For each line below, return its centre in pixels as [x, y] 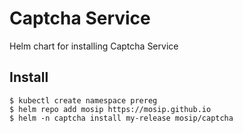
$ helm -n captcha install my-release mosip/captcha [121, 118]
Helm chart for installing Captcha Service [94, 46]
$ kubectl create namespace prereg [83, 100]
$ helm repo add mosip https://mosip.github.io [110, 109]
